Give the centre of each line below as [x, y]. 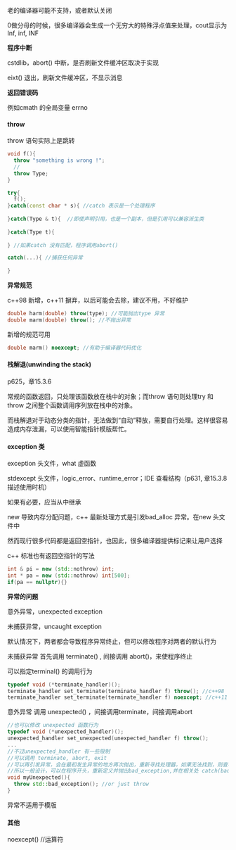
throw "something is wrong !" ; [59, 160]
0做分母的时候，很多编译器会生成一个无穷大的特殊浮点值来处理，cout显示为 [117, 25]
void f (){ [22, 154]
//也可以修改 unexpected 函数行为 [53, 725]
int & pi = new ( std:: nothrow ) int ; [61, 569]
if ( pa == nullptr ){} [38, 582]
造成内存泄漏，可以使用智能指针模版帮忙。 [69, 429]
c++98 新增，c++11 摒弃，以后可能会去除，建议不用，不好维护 [98, 300]
